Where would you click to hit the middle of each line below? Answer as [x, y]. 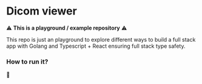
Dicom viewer [42, 11]
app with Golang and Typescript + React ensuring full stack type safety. [96, 46]
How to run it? [27, 62]
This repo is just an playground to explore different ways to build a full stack [101, 39]
